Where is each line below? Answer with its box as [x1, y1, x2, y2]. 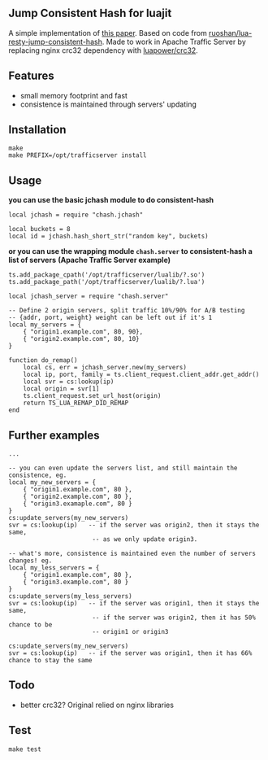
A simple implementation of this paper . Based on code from [8, 28, 207, 37]
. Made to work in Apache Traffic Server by [102, 37, 246, 46]
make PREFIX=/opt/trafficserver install [8, 151, 148, 159]
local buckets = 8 [8, 225, 71, 234]
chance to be [8, 621, 53, 629]
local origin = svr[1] [23, 385, 100, 393]
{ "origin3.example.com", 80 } [23, 578, 129, 587]
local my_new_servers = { [8, 478, 96, 487]
